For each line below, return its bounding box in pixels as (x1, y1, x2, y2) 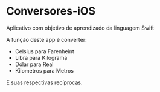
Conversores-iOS (6, 4, 95, 18)
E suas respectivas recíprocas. (6, 79, 83, 86)
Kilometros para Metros (14, 67, 74, 74)
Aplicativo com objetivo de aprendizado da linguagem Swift (6, 24, 155, 31)
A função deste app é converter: (6, 36, 87, 43)
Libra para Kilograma (14, 54, 68, 61)
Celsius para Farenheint (14, 47, 74, 55)
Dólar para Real (14, 61, 54, 68)
